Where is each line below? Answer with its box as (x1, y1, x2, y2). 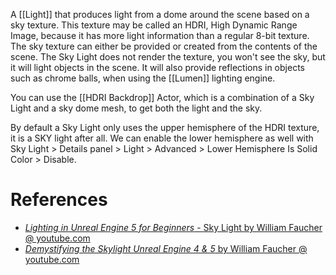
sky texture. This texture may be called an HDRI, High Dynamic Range (10, 19, 298, 31)
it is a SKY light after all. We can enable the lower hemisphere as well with (10, 132, 314, 144)
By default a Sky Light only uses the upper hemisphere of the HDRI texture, (10, 122, 320, 133)
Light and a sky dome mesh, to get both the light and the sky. (10, 102, 263, 114)
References (10, 189, 108, 211)
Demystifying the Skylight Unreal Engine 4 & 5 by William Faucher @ (24, 242, 308, 254)
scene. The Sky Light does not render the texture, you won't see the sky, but (10, 51, 326, 63)
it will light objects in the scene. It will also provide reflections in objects (10, 62, 305, 73)
